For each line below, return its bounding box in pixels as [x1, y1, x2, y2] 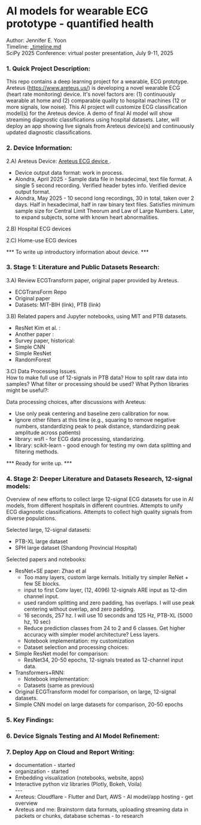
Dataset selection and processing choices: [23, 644, 129, 651]
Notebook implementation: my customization [23, 637, 135, 644]
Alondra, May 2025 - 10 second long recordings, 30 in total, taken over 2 [14, 194, 194, 202]
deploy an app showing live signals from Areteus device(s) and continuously [6, 123, 194, 130]
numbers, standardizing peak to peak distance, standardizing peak [14, 422, 180, 430]
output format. [14, 188, 51, 195]
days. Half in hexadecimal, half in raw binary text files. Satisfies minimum [14, 200, 195, 208]
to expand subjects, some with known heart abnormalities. [14, 214, 160, 221]
